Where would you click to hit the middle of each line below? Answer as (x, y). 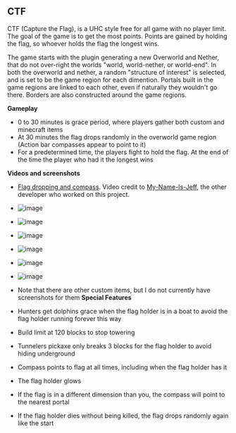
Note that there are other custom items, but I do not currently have (114, 290)
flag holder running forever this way (69, 318)
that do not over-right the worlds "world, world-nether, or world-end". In (112, 65)
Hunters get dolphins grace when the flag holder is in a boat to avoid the (123, 311)
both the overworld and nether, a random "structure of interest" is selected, (117, 72)
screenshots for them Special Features (74, 297)
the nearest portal (43, 402)
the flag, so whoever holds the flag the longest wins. (83, 43)
